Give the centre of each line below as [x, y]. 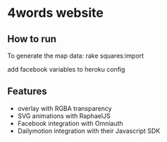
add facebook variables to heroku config [66, 69]
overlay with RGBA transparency [64, 108]
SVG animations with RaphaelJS [64, 116]
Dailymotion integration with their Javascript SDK [89, 131]
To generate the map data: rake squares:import [76, 56]
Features [27, 92]
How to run [32, 39]
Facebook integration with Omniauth [70, 123]
